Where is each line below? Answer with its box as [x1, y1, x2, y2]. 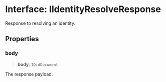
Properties [5, 35, 39, 43]
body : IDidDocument [17, 61, 59, 67]
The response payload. [5, 71, 53, 77]
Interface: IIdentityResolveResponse [5, 4, 161, 15]
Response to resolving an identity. [5, 20, 75, 26]
